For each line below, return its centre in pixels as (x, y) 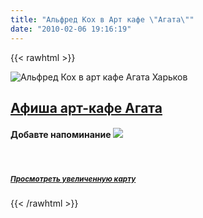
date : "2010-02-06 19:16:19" (71, 29)
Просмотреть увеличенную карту (73, 179)
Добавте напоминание (61, 135)
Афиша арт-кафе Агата (86, 107)
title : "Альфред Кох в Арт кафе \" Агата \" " (102, 19)
